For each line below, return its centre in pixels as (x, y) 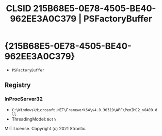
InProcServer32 (24, 99)
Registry (18, 85)
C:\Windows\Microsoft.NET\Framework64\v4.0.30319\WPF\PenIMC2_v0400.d (84, 110)
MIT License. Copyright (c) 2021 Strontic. (46, 128)
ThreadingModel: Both (34, 119)
